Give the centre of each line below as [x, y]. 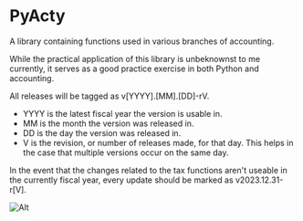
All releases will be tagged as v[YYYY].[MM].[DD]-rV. [110, 96]
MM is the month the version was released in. [108, 123]
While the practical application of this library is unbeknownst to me [135, 58]
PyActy [37, 16]
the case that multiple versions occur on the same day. [126, 153]
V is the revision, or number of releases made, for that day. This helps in [158, 142]
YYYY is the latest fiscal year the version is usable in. [122, 113]
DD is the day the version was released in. [102, 132]
